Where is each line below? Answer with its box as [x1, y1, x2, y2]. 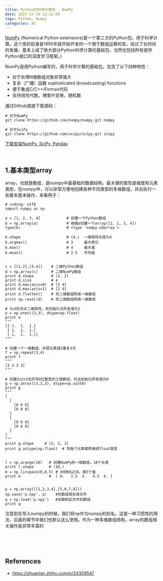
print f [5, 355, 21, 360]
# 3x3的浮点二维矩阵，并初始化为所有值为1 [5, 307, 81, 312]
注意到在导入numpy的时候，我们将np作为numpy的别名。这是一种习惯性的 [5, 510, 154, 517]
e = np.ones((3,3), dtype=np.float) [5, 311, 80, 316]
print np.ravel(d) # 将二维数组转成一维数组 [5, 297, 96, 302]
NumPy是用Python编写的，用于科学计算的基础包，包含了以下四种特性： [5, 64, 150, 70]
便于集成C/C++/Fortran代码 [12, 86, 68, 92]
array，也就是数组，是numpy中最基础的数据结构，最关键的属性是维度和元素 [5, 180, 158, 186]
